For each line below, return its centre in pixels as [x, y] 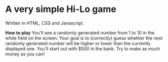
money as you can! [25, 54]
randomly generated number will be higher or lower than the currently [78, 43]
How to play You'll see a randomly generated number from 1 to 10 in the [80, 32]
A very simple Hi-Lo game [61, 9]
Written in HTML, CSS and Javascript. [45, 23]
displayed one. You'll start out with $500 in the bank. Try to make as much [83, 48]
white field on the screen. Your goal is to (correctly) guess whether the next [84, 38]
